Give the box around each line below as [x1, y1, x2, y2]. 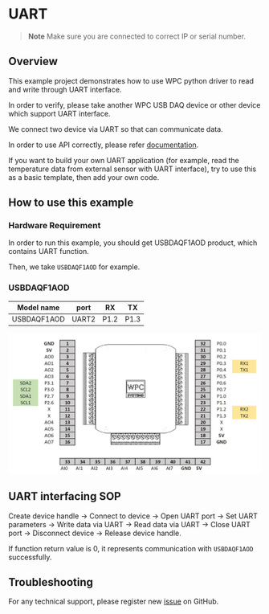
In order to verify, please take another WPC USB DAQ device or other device [8, 100, 261, 109]
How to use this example [8, 196, 134, 210]
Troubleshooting [8, 575, 94, 589]
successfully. [8, 552, 52, 562]
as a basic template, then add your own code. [8, 172, 160, 182]
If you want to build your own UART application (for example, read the [8, 155, 239, 165]
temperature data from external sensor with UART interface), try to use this [8, 164, 257, 174]
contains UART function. [8, 247, 90, 256]
